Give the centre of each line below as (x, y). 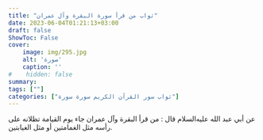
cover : (19, 45)
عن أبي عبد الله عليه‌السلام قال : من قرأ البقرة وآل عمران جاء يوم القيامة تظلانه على (132, 119)
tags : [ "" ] (26, 89)
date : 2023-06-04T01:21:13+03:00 (64, 23)
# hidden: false (41, 74)
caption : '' (42, 67)
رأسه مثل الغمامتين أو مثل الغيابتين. (60, 127)
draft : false (30, 30)
